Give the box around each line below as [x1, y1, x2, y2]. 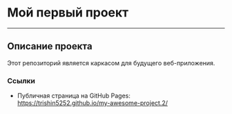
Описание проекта [7, 41, 93, 52]
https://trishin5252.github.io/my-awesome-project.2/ [17, 99, 168, 107]
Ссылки [7, 76, 36, 85]
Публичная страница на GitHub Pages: [17, 91, 131, 100]
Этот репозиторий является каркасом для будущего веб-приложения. [7, 58, 215, 67]
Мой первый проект [7, 5, 129, 21]
